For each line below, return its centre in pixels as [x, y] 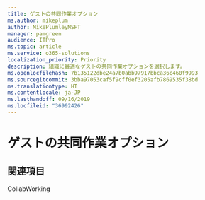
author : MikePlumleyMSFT [44, 27]
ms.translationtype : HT [43, 86]
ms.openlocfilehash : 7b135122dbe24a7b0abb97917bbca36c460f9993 [103, 73]
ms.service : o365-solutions [49, 54]
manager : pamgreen [34, 34]
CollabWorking [29, 189]
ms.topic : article [34, 47]
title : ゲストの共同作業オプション [53, 14]
